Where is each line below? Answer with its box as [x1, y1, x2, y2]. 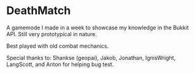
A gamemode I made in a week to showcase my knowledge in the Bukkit [6, 24, 189, 31]
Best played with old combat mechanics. [6, 42, 109, 50]
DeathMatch [6, 4, 71, 18]
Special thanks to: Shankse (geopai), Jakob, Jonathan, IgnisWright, [6, 54, 176, 61]
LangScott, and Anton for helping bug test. [6, 61, 114, 68]
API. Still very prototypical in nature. [6, 30, 97, 37]
